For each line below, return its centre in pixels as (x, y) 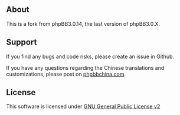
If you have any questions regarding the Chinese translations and (85, 67)
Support (22, 43)
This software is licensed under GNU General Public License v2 (83, 106)
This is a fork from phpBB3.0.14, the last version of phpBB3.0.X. (83, 23)
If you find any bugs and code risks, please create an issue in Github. (90, 56)
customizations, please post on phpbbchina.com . (66, 74)
